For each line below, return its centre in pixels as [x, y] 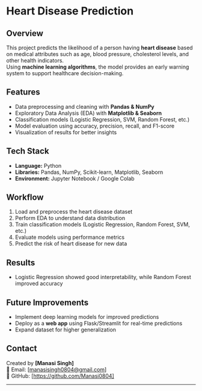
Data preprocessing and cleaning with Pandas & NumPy [84, 106]
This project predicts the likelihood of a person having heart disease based [100, 48]
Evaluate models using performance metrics [70, 237]
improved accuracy [39, 283]
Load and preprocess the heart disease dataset [74, 212]
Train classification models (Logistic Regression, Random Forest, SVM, [103, 224]
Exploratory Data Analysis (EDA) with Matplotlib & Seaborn [88, 113]
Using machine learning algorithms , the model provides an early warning [98, 67]
